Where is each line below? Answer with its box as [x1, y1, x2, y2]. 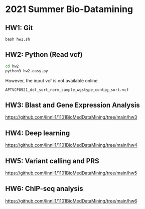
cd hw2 [5, 64, 19, 69]
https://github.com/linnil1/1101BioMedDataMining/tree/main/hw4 [5, 142, 137, 148]
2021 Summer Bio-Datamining [5, 4, 133, 15]
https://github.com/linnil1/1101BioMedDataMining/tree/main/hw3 [5, 114, 137, 120]
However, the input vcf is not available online [5, 77, 98, 83]
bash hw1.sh [5, 37, 30, 42]
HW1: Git [5, 24, 33, 32]
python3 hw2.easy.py [5, 68, 49, 73]
